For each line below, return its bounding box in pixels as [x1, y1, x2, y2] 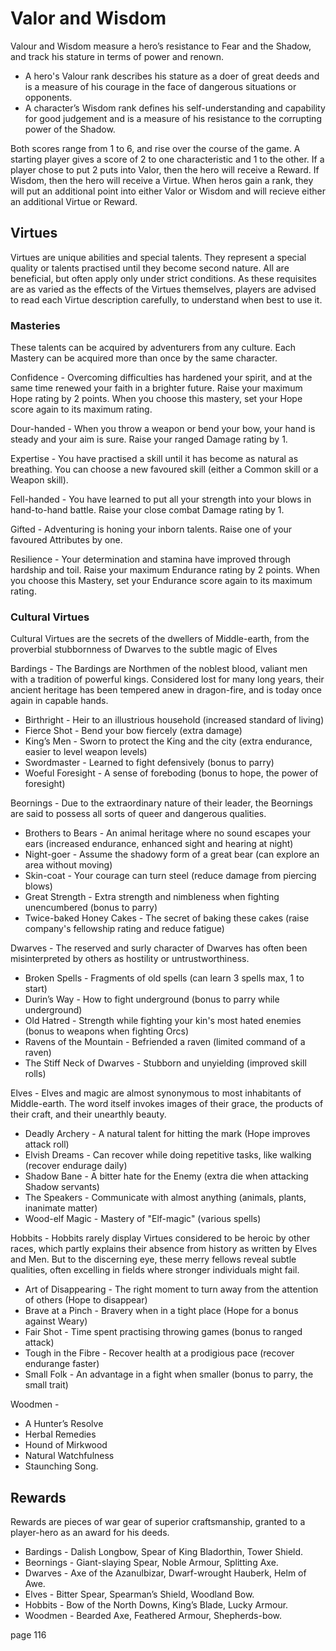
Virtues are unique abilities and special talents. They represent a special [10, 251, 307, 263]
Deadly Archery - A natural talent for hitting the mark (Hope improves [24, 1128, 311, 1140]
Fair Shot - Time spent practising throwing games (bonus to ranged [24, 1326, 303, 1338]
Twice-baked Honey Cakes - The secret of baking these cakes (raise [24, 912, 310, 924]
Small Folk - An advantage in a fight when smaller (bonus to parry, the [24, 1368, 314, 1381]
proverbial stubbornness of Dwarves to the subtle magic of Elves [10, 643, 278, 656]
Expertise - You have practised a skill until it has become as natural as [10, 453, 299, 465]
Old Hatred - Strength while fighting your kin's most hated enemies [24, 1015, 302, 1027]
